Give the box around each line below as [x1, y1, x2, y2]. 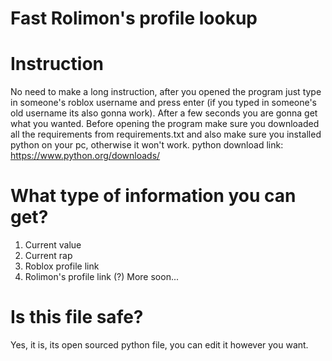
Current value [24, 239, 82, 251]
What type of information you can [10, 185, 297, 207]
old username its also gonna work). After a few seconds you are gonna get [10, 107, 318, 119]
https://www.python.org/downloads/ [10, 150, 161, 162]
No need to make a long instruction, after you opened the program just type [10, 86, 322, 98]
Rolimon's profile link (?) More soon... [24, 271, 180, 283]
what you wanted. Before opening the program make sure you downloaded [10, 118, 320, 130]
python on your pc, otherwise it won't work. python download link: [10, 139, 284, 151]
